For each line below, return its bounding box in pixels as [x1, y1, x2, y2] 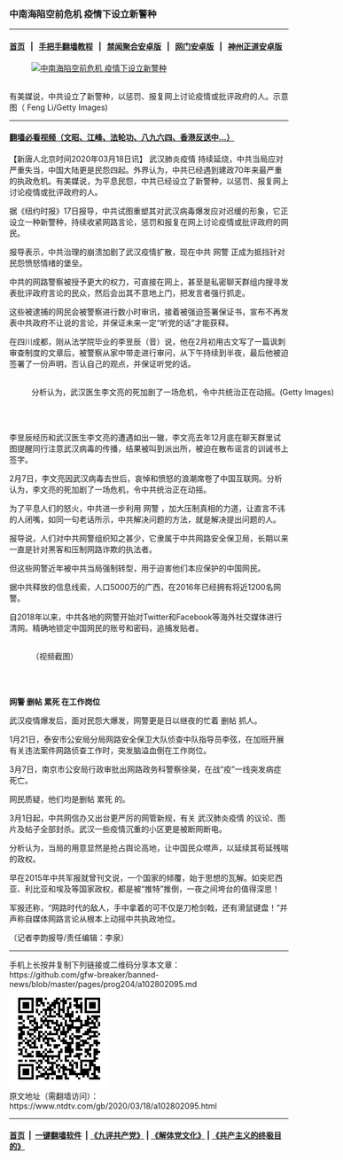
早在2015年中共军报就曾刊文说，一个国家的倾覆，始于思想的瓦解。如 [9, 872, 260, 883]
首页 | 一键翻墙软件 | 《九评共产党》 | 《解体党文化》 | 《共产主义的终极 [9, 1130, 275, 1141]
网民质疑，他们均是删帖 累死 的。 [9, 793, 130, 804]
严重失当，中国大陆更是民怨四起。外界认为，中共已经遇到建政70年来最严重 [9, 164, 283, 175]
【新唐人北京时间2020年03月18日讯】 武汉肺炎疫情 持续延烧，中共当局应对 [9, 153, 284, 164]
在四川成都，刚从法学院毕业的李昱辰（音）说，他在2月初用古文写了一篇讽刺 [9, 336, 286, 346]
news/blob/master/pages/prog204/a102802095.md [9, 978, 198, 989]
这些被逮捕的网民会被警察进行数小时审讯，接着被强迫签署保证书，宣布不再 [9, 306, 281, 316]
